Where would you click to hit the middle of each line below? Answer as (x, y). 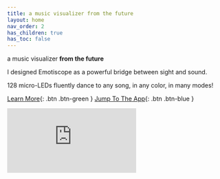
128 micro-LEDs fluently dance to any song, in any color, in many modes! (110, 85)
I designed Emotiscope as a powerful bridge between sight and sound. (107, 72)
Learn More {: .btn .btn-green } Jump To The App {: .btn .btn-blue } (101, 99)
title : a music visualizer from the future (70, 13)
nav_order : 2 (26, 26)
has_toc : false (29, 39)
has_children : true (35, 33)
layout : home (26, 20)
